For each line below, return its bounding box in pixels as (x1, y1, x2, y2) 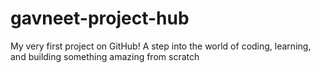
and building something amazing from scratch (10, 50, 200, 62)
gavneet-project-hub (10, 7, 190, 30)
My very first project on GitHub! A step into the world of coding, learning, (10, 40, 312, 52)
